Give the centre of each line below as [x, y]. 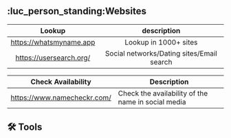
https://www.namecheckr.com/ [61, 97]
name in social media [152, 102]
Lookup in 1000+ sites [161, 42]
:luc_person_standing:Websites [77, 11]
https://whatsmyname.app [53, 42]
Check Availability [61, 82]
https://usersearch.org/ [53, 58]
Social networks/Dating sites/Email [162, 53]
